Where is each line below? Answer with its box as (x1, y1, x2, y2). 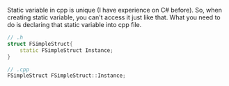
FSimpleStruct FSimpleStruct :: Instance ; (7, 72, 127, 79)
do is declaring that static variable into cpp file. (7, 21, 142, 28)
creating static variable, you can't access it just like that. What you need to (7, 13, 221, 21)
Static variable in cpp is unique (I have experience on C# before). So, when (7, 6, 223, 14)
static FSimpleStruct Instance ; (19, 46, 113, 54)
